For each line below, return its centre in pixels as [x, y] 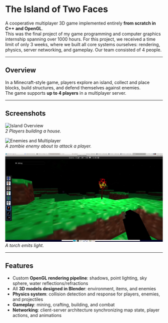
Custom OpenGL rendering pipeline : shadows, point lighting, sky [80, 278]
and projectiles [28, 299]
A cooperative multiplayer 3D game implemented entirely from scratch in [80, 23]
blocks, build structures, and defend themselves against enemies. [73, 88]
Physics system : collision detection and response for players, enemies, [86, 294]
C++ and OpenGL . [24, 28]
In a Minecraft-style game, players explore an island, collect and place [77, 82]
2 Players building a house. [33, 131]
